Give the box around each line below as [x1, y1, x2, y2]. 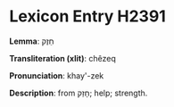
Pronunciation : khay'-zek [9, 70, 104, 81]
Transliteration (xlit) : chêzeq [9, 53, 116, 63]
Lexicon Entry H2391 [9, 6, 167, 27]
